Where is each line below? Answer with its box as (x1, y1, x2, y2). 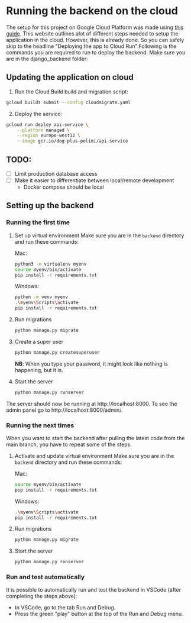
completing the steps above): (6, 593, 77, 600)
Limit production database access (14, 170, 98, 177)
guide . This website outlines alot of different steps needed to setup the (6, 30, 179, 37)
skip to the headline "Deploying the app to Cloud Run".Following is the (6, 43, 177, 50)
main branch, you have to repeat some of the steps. (6, 441, 132, 448)
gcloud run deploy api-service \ (6, 121, 89, 128)
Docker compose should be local (23, 183, 105, 191)
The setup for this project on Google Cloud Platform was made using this (6, 24, 184, 31)
